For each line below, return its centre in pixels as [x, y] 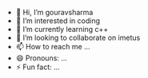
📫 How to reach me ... [53, 47]
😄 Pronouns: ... [42, 58]
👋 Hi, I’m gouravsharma [54, 12]
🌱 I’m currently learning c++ [62, 29]
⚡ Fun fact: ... [38, 67]
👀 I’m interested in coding [58, 21]
